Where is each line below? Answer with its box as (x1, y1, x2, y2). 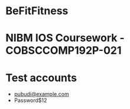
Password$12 (14, 97, 47, 104)
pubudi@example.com (14, 91, 69, 98)
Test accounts (5, 71, 77, 84)
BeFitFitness (5, 4, 69, 18)
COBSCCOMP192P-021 (5, 44, 122, 57)
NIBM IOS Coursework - (5, 31, 125, 45)
